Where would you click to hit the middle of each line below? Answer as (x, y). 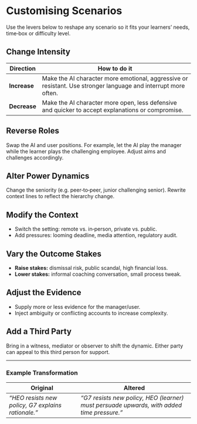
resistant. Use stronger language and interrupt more (113, 85)
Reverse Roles (33, 131)
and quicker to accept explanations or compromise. (113, 110)
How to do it (115, 68)
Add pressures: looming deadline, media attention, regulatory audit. (96, 235)
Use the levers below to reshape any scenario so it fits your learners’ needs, (98, 27)
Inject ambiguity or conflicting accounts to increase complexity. (91, 313)
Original (42, 388)
